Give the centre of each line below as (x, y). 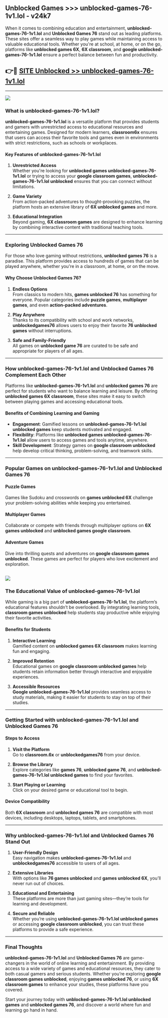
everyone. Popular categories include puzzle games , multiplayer (80, 299)
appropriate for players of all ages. (48, 351)
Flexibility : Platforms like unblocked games (57, 435)
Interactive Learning (34, 640)
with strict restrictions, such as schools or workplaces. (61, 142)
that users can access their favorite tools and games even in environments (82, 137)
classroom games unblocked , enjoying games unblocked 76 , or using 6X (82, 979)
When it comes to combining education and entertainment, (66, 28)
